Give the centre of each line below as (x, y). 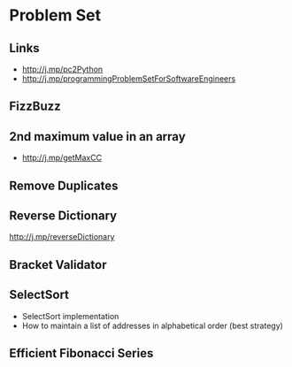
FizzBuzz (35, 107)
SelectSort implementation (70, 316)
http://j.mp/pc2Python (62, 69)
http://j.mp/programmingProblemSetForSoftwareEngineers (129, 79)
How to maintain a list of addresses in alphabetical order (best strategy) (152, 325)
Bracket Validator (58, 265)
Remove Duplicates (64, 185)
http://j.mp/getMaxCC (62, 158)
